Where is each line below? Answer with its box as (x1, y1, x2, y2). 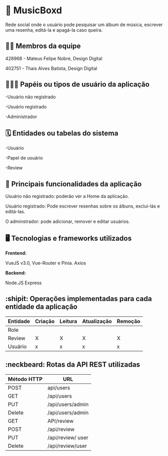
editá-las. (5, 209, 26, 215)
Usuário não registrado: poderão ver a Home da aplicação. (5, 193, 129, 199)
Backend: (5, 270, 26, 276)
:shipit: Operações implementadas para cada (5, 294, 152, 303)
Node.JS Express (5, 280, 42, 286)
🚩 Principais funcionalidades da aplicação (5, 179, 142, 188)
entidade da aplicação (5, 303, 78, 311)
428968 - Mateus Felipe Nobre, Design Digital (5, 55, 102, 61)
